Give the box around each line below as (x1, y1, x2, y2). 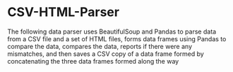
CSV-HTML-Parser (7, 4, 120, 20)
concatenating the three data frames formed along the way (7, 57, 179, 65)
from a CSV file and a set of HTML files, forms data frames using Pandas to (7, 34, 227, 43)
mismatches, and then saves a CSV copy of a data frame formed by (7, 50, 205, 58)
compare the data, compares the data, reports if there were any (7, 42, 193, 50)
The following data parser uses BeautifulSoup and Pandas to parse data (7, 27, 217, 36)
